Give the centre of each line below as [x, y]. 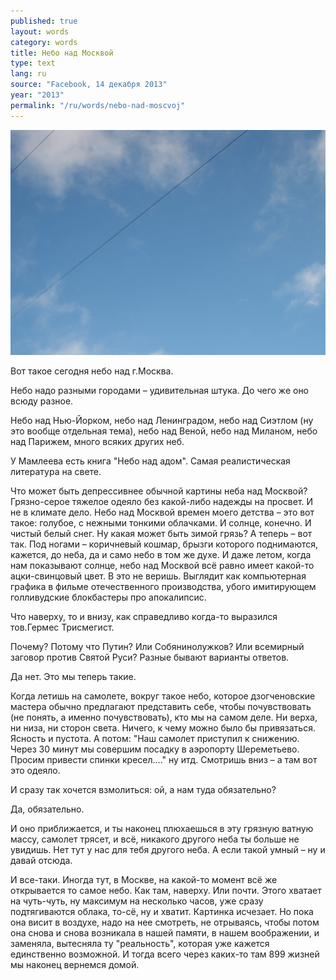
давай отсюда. [41, 860]
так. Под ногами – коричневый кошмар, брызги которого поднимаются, [164, 544]
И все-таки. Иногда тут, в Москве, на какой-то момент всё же [144, 879]
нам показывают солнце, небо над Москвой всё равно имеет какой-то [162, 565]
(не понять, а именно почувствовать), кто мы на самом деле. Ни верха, [164, 717]
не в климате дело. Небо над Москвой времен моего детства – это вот [162, 512]
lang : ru [28, 74]
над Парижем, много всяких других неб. [97, 441]
